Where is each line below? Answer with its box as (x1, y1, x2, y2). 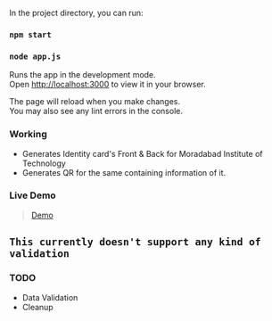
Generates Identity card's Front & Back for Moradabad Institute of (21, 148, 263, 159)
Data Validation (21, 292, 78, 302)
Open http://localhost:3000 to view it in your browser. (9, 79, 207, 90)
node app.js (9, 51, 62, 62)
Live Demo (9, 189, 56, 202)
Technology (21, 158, 67, 169)
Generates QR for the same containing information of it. (21, 167, 227, 177)
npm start (9, 29, 52, 39)
